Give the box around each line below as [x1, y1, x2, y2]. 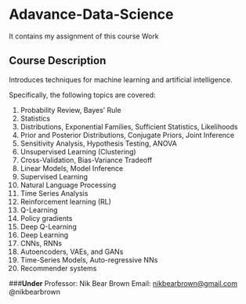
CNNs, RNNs [20, 238, 62, 248]
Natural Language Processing [20, 180, 117, 190]
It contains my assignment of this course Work [9, 31, 159, 41]
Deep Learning [20, 230, 69, 240]
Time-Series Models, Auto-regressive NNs [20, 255, 158, 264]
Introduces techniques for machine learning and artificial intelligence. [9, 74, 233, 84]
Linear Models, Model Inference [20, 163, 124, 173]
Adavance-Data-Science [9, 5, 175, 24]
